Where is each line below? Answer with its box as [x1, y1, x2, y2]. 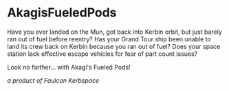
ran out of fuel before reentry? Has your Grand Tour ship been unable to [7, 34, 211, 43]
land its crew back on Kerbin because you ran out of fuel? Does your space [7, 42, 221, 50]
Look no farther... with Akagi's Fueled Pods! [7, 63, 131, 71]
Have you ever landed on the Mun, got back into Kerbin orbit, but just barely [7, 28, 222, 36]
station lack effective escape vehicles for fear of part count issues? [7, 50, 198, 58]
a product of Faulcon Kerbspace [7, 76, 100, 84]
